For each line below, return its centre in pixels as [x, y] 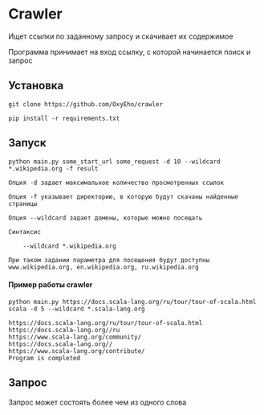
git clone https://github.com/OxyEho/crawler [85, 104]
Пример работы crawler [51, 285]
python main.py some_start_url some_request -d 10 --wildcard [114, 162]
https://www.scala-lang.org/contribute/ [77, 351]
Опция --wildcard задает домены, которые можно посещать [106, 218]
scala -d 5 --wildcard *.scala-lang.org [77, 309]
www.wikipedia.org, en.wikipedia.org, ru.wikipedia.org [104, 267]
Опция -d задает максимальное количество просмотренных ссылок [116, 183]
